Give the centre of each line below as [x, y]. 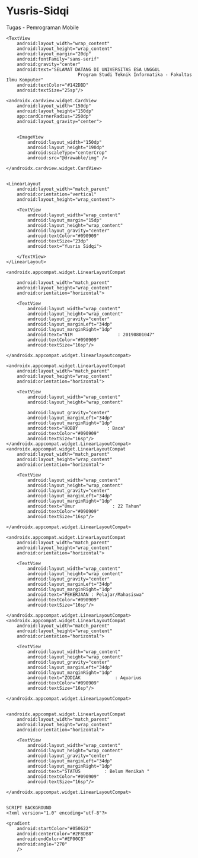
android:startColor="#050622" [54, 828]
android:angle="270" [42, 844]
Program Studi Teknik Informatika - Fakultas [135, 75]
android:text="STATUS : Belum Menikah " [89, 771]
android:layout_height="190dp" [66, 147]
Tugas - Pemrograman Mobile [42, 27]
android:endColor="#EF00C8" [51, 839]
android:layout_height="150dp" [55, 111]
